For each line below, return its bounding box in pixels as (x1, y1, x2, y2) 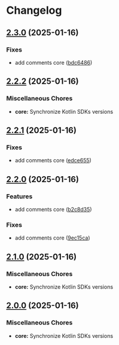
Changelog (6, 4, 62, 17)
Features (6, 192, 33, 201)
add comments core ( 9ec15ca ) (14, 234, 90, 241)
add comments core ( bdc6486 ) (14, 59, 93, 66)
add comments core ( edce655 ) (14, 157, 91, 164)
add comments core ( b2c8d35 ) (14, 205, 92, 213)
